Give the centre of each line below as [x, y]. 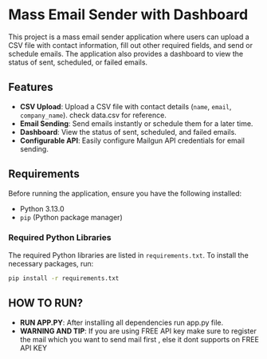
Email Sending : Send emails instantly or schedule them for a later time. [136, 123]
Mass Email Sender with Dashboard [128, 15]
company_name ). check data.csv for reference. [93, 115]
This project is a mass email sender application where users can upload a [129, 37]
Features [31, 87]
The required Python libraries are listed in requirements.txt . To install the [128, 255]
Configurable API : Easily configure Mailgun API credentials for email [132, 140]
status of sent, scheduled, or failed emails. [78, 62]
